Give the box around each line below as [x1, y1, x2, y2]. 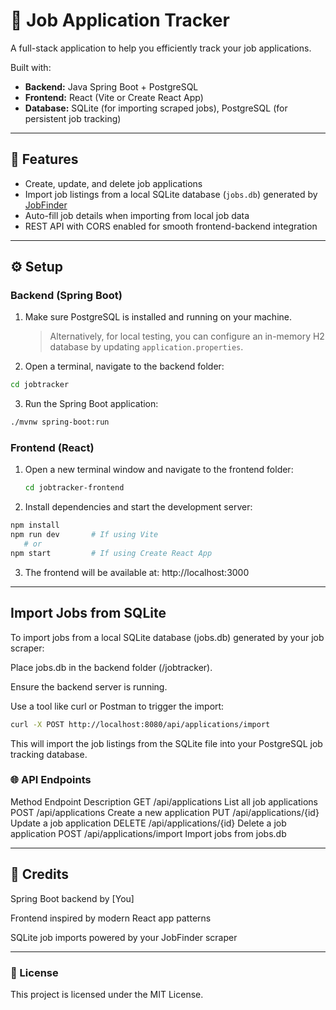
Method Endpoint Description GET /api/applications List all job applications [10, 795, 318, 808]
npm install [10, 520, 60, 531]
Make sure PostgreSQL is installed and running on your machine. [24, 311, 292, 323]
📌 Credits [10, 866, 70, 883]
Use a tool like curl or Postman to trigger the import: [10, 700, 225, 712]
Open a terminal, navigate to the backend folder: [24, 360, 225, 373]
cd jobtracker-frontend [24, 483, 125, 493]
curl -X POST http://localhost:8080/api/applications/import [10, 719, 271, 729]
